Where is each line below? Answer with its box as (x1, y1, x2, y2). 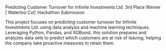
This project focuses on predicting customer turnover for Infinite (5, 19, 137, 25)
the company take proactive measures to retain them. (5, 40, 115, 46)
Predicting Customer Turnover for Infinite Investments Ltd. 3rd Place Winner (5, 4, 161, 10)
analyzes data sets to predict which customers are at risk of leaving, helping (5, 35, 162, 41)
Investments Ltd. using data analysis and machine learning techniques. (5, 24, 151, 30)
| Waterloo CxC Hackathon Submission (5, 9, 85, 15)
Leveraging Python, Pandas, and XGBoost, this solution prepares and (5, 30, 147, 35)
